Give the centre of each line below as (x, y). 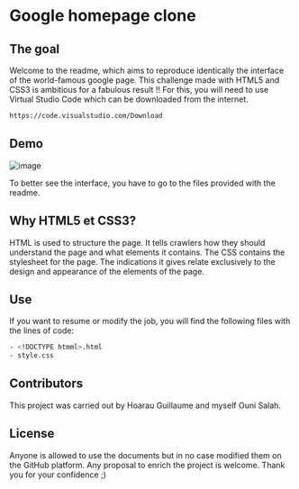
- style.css (32, 356)
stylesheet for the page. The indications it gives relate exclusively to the (143, 261)
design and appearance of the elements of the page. (107, 271)
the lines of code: (42, 331)
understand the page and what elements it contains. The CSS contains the (147, 252)
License (32, 434)
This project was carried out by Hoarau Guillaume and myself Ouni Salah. (145, 405)
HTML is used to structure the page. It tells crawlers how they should (137, 242)
